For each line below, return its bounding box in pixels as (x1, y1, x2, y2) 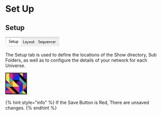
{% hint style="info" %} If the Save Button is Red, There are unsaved (5, 100, 149, 105)
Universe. (5, 63, 25, 69)
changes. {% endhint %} (5, 105, 57, 111)
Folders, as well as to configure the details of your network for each (5, 57, 148, 63)
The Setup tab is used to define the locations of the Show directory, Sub (5, 52, 157, 57)
